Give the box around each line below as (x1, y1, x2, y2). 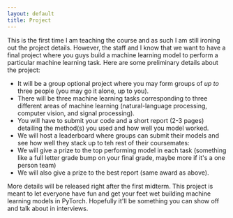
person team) (17, 161, 57, 169)
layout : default (7, 10, 54, 17)
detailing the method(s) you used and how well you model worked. (17, 124, 209, 132)
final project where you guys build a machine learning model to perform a (7, 50, 218, 59)
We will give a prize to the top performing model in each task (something (17, 146, 227, 154)
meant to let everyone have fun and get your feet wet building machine (7, 189, 211, 198)
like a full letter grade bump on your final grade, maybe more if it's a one (17, 153, 225, 161)
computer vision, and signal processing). (17, 109, 135, 117)
